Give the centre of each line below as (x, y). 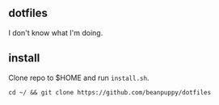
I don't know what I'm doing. (56, 32)
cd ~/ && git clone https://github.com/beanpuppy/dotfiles (110, 92)
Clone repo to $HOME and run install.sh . (79, 78)
